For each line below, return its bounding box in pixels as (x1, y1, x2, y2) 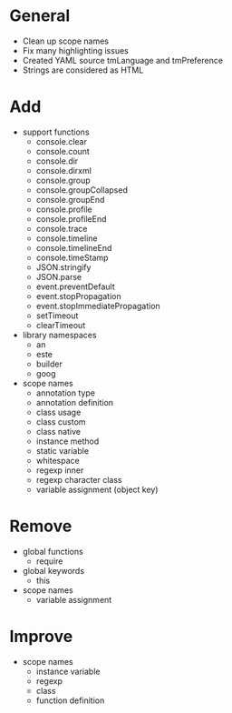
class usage (35, 407, 82, 417)
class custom (35, 416, 86, 427)
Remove (9, 516, 72, 537)
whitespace (35, 455, 80, 466)
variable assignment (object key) (35, 484, 159, 495)
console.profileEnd (35, 213, 107, 224)
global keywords (22, 565, 84, 576)
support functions (22, 126, 90, 137)
